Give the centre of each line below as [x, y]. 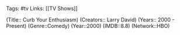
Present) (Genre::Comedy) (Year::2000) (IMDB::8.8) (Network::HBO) [88, 26]
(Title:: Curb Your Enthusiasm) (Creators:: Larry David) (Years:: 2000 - [90, 20]
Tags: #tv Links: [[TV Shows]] [42, 8]
